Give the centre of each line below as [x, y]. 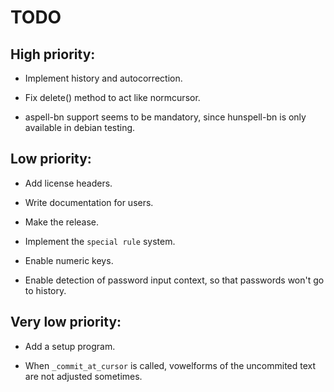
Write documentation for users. [89, 202]
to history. [45, 290]
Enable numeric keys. [69, 260]
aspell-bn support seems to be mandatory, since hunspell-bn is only [165, 117]
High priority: [53, 54]
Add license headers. [68, 183]
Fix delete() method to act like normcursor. [112, 97]
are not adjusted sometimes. [83, 376]
